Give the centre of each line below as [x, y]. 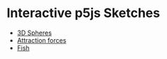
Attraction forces [42, 40]
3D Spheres [34, 33]
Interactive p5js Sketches [83, 13]
